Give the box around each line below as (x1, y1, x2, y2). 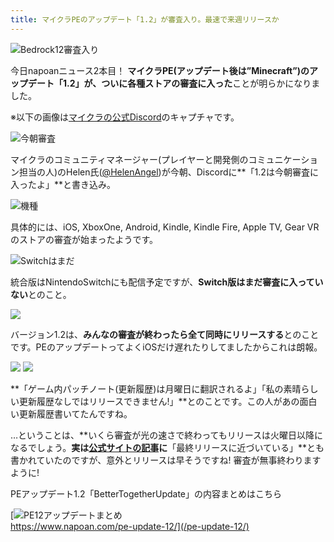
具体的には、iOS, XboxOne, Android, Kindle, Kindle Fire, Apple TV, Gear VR (10, 221, 320, 233)
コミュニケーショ (248, 153, 319, 165)
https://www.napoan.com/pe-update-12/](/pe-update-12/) (10, 520, 250, 532)
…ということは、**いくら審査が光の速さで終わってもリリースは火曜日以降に (10, 429, 324, 441)
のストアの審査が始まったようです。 (10, 233, 159, 245)
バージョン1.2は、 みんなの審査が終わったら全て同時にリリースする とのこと (10, 328, 320, 340)
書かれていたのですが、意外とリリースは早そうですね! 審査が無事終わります (10, 454, 322, 466)
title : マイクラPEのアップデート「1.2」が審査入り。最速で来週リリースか (10, 14, 280, 25)
